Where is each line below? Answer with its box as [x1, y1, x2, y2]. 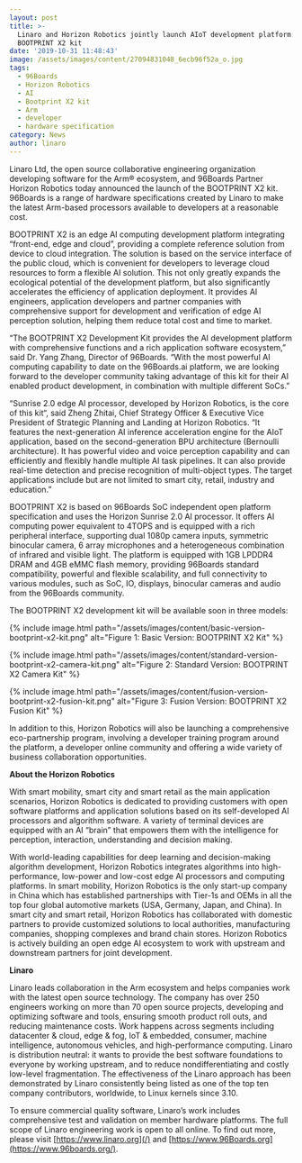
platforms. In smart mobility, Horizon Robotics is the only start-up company [9, 880, 288, 891]
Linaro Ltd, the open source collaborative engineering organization [9, 163, 256, 174]
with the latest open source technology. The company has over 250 [9, 992, 260, 1003]
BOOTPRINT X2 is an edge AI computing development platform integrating [9, 229, 285, 240]
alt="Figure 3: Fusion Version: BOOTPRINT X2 [116, 695, 288, 706]
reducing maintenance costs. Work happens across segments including [9, 1020, 275, 1031]
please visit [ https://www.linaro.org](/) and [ [9, 1133, 173, 1144]
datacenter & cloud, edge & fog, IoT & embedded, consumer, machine [9, 1030, 268, 1040]
